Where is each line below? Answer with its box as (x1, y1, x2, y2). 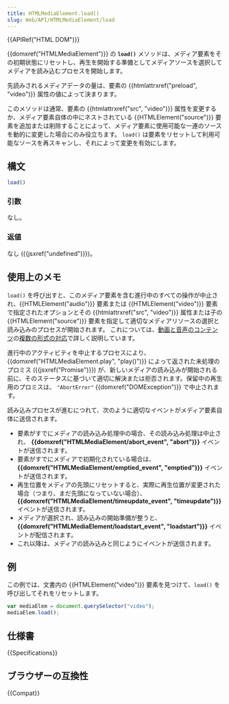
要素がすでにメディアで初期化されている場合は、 (16, 454, 156, 463)
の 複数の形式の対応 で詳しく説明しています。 (13, 333, 139, 342)
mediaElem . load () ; (7, 609, 60, 616)
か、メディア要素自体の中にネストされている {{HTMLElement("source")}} (7, 113, 214, 121)
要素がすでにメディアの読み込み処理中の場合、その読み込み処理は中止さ (16, 429, 221, 437)
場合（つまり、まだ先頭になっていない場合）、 (16, 489, 146, 497)
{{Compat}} (7, 689, 40, 697)
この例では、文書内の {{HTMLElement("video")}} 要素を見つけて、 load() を (7, 580, 221, 589)
